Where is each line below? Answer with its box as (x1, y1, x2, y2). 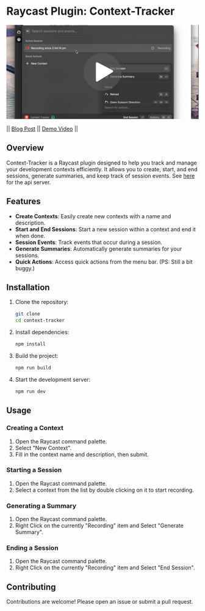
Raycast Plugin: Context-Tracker (6, 4, 175, 18)
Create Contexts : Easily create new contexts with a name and (15, 212, 171, 220)
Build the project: (15, 352, 59, 360)
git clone (15, 311, 41, 317)
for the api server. (6, 179, 51, 186)
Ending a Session (6, 544, 59, 552)
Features (6, 196, 41, 207)
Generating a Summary (6, 502, 77, 510)
